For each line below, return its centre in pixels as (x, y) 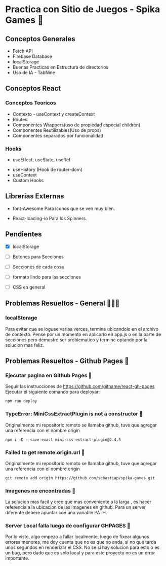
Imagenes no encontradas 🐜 (40, 490)
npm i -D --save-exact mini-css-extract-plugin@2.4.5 (63, 440)
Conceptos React (33, 89)
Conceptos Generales (40, 39)
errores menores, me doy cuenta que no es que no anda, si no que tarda (81, 542)
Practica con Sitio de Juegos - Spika (83, 9)
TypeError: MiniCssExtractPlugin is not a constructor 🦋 (74, 414)
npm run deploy (21, 401)
